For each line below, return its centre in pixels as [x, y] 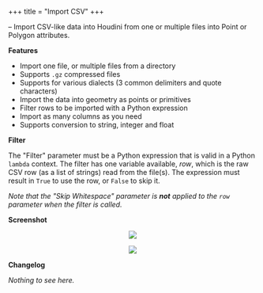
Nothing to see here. [41, 280]
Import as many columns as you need [81, 116]
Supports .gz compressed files [70, 74]
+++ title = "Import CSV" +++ [56, 11]
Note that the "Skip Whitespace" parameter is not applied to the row [119, 196]
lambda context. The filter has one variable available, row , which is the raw [128, 164]
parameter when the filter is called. [65, 204]
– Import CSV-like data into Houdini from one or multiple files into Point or [128, 27]
